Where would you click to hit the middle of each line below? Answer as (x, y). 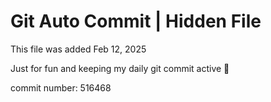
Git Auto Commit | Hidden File (136, 21)
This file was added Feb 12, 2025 (78, 49)
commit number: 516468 (61, 87)
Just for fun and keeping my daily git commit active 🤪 (120, 68)
